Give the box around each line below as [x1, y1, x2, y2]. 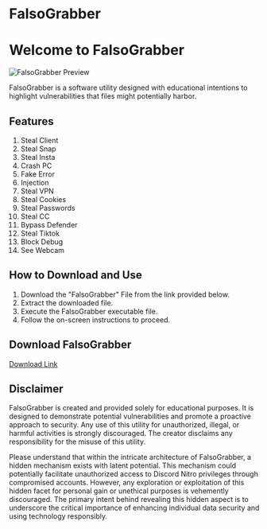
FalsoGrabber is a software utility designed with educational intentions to [9, 83, 248, 92]
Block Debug [20, 236, 64, 247]
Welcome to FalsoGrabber [9, 41, 185, 60]
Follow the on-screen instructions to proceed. [20, 315, 171, 325]
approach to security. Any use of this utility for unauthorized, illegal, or [9, 420, 240, 430]
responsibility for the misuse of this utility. [9, 437, 146, 446]
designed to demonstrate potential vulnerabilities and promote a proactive [9, 411, 251, 422]
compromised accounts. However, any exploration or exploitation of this [9, 478, 245, 488]
